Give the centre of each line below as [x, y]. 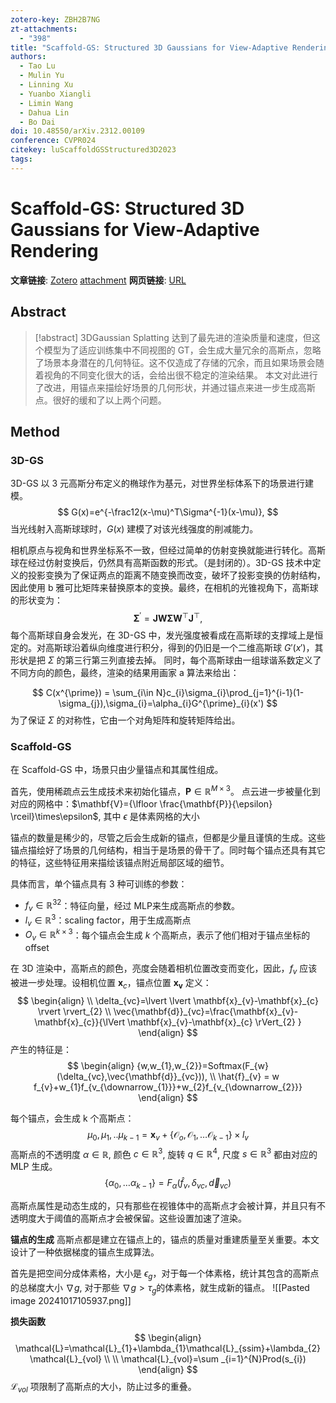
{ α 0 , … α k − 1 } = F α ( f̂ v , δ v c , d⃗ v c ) [168, 1184]
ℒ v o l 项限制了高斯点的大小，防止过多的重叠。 [103, 1387]
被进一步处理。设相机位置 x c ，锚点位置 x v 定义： [111, 983]
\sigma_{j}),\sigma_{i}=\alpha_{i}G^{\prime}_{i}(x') [161, 703]
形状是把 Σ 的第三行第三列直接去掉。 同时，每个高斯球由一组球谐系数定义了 [166, 660]
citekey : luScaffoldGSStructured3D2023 [93, 150]
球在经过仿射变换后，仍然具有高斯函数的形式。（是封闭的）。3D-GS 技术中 [161, 563]
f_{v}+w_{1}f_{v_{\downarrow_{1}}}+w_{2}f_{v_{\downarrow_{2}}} [168, 1087]
